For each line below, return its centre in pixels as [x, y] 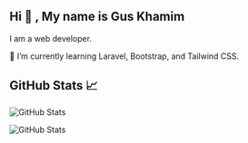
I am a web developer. [51, 38]
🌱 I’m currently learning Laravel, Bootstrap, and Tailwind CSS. [124, 56]
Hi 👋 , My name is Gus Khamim [97, 17]
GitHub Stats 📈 [54, 86]
